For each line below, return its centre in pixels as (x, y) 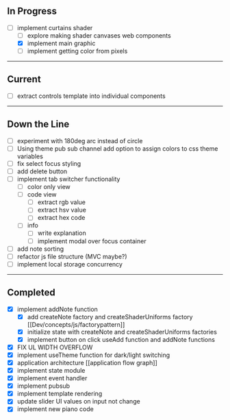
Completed (31, 293)
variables (30, 156)
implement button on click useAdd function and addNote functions (121, 339)
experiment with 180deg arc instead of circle (80, 140)
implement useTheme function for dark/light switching (93, 355)
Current (24, 79)
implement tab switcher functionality (68, 179)
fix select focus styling (49, 163)
